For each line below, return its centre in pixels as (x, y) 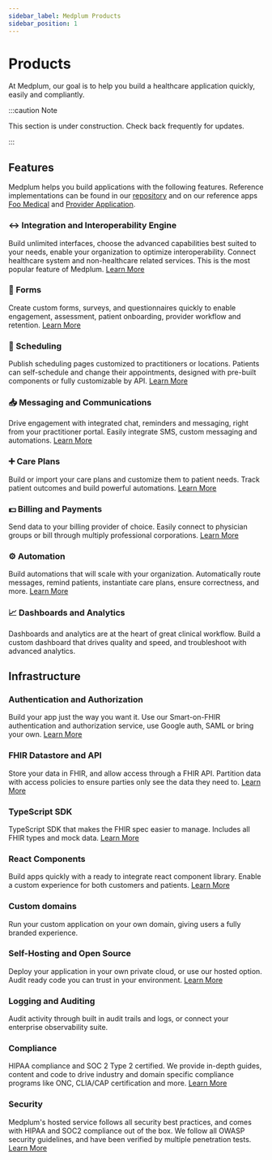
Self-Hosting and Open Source (70, 954)
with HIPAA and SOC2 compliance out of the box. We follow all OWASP (127, 1131)
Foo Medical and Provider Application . (72, 205)
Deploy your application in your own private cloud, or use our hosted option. (136, 971)
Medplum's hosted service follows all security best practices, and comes (130, 1122)
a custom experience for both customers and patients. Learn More (119, 885)
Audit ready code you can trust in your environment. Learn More (116, 980)
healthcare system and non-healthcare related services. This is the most (130, 260)
